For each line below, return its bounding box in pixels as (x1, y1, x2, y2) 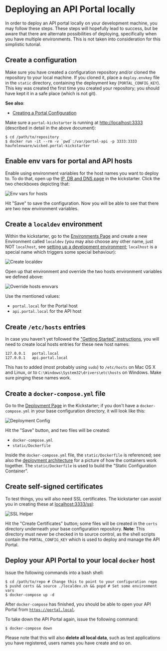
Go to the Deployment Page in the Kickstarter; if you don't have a (5, 403, 139, 408)
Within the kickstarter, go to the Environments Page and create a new (5, 233, 148, 239)
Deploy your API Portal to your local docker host (5, 556, 156, 565)
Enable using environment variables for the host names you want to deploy (5, 170, 159, 176)
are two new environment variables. (5, 205, 79, 211)
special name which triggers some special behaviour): (5, 249, 116, 255)
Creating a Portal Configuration (12, 110, 77, 116)
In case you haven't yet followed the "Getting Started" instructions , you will (5, 336, 160, 342)
